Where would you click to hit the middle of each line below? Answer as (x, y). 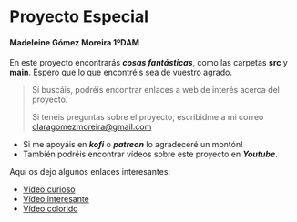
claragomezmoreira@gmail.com (92, 127)
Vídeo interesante (56, 199)
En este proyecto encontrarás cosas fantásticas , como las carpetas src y (149, 63)
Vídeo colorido (50, 209)
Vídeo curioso (49, 189)
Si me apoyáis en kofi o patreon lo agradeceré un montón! (133, 145)
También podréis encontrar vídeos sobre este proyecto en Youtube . (150, 154)
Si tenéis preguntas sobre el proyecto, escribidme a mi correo (148, 117)
